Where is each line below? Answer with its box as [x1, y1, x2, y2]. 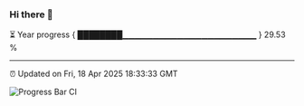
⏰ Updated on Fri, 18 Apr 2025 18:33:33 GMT [9, 68, 178, 80]
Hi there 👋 [9, 8, 54, 21]
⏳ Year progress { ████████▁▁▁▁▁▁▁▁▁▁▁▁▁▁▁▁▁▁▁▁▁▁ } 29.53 [9, 29, 287, 40]
